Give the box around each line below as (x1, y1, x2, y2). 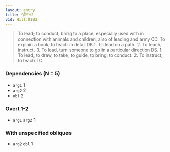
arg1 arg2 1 (12, 117, 36, 123)
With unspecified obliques (5, 129, 72, 136)
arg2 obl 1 (12, 141, 33, 147)
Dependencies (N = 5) (5, 70, 60, 78)
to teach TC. (17, 58, 44, 64)
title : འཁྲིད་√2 (5, 12, 34, 17)
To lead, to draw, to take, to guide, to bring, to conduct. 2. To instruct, (17, 52, 163, 58)
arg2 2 (12, 87, 26, 93)
